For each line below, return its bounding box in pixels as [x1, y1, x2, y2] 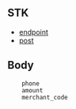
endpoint [18, 27, 49, 36]
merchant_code [21, 93, 68, 101]
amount [21, 86, 44, 94]
